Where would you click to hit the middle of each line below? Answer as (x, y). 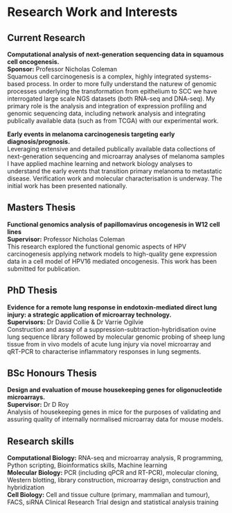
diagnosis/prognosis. (39, 142)
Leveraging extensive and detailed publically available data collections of (111, 149)
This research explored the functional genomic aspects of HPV (97, 246)
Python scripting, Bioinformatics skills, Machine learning (87, 465)
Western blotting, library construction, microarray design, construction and (114, 480)
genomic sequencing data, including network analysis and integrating (106, 113)
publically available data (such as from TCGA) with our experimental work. (113, 121)
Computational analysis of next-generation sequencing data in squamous (116, 54)
